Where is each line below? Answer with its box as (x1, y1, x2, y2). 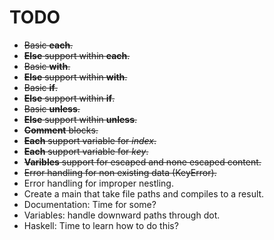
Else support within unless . (23, 113, 138, 125)
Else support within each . (23, 49, 131, 61)
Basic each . (23, 39, 74, 51)
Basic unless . (23, 102, 81, 115)
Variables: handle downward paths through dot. (23, 209, 221, 221)
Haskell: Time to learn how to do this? (23, 219, 179, 231)
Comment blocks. (23, 124, 99, 136)
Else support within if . (23, 92, 116, 104)
